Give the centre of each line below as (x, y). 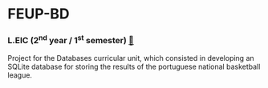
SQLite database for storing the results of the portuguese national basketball (134, 66)
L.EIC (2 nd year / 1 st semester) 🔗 (71, 40)
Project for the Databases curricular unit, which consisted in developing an (131, 58)
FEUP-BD (39, 14)
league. (20, 75)
